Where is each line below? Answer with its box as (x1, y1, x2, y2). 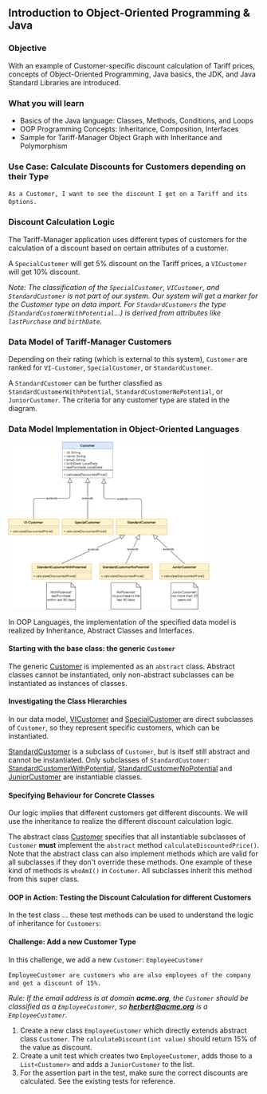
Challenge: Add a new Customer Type (8, 937, 137, 947)
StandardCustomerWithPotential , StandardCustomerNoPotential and (8, 764, 233, 774)
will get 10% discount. (8, 267, 80, 276)
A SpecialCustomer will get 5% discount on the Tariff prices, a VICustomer (8, 258, 247, 268)
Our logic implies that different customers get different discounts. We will (8, 808, 249, 818)
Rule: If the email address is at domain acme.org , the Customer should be (8, 993, 249, 1002)
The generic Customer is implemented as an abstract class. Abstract (8, 661, 235, 671)
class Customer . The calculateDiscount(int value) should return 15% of (19, 1033, 257, 1043)
